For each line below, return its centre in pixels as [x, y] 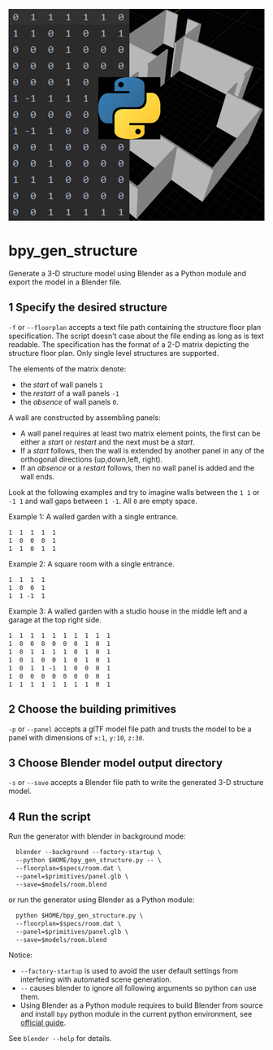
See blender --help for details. [60, 1039]
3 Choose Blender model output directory [116, 764]
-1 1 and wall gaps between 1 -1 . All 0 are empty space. [103, 501]
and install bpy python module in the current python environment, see [136, 1014]
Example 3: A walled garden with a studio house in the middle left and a [128, 611]
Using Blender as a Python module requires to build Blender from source [142, 1005]
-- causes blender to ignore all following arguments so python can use [139, 988]
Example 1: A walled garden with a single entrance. [93, 516]
